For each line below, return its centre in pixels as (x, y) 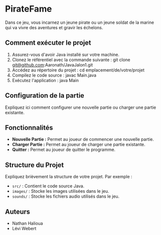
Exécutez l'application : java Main (45, 80)
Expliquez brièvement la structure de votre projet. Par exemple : (69, 177)
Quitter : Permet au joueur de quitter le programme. (64, 150)
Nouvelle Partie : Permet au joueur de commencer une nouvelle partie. (83, 139)
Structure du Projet (34, 165)
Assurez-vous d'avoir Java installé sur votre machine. (66, 54)
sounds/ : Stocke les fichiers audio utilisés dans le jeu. (66, 196)
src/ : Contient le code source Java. (48, 186)
